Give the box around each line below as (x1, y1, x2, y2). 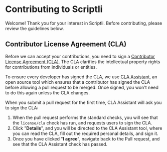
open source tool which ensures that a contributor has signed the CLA (5, 79, 150, 85)
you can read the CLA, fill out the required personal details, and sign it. (12, 130, 159, 136)
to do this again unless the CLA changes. (5, 89, 90, 96)
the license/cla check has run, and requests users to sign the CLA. (12, 119, 152, 126)
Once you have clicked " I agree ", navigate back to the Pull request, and (12, 135, 160, 141)
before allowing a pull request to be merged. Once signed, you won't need (5, 84, 159, 90)
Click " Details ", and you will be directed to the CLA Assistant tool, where (12, 125, 162, 131)
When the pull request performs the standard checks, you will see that (12, 114, 158, 120)
